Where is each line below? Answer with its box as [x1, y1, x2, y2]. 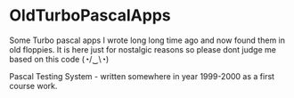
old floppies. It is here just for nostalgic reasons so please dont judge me [9, 44, 276, 54]
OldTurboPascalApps [9, 5, 171, 26]
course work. [9, 80, 58, 91]
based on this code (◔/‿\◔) [9, 53, 110, 64]
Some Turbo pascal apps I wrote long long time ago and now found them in [9, 35, 285, 45]
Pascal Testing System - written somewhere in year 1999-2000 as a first [9, 70, 274, 81]
